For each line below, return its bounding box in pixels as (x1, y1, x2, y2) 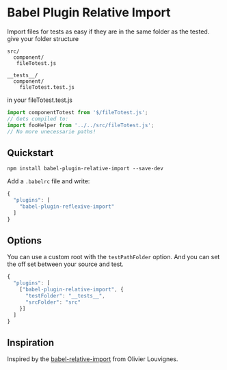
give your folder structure (7, 34, 79, 42)
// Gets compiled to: (7, 115, 69, 122)
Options (7, 235, 42, 247)
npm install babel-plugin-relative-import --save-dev (7, 166, 164, 172)
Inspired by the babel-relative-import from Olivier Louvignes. (7, 355, 178, 363)
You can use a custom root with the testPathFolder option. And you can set (7, 253, 220, 261)
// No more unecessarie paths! (7, 128, 96, 135)
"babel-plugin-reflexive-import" (19, 203, 115, 210)
